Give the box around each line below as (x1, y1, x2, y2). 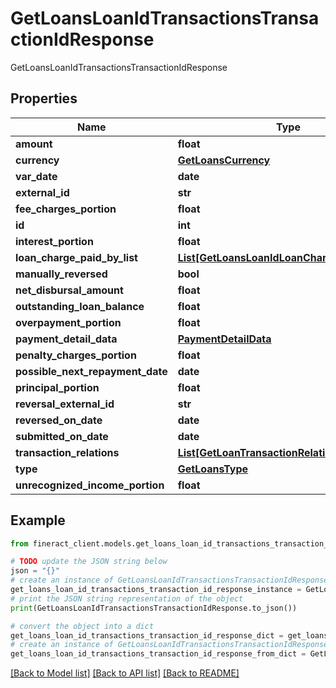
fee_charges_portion (15, 202, 117, 216)
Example (10, 512, 66, 529)
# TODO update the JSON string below (10, 557, 168, 567)
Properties (10, 90, 78, 107)
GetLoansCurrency (177, 153, 271, 167)
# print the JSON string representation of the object (10, 593, 244, 604)
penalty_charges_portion (15, 348, 137, 362)
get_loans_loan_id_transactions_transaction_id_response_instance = (10, 585, 302, 595)
